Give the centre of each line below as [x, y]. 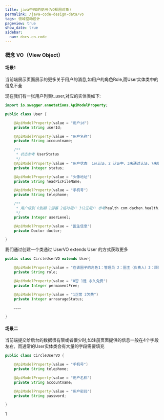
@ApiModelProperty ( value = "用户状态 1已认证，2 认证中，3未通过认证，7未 [86, 163]
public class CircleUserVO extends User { [48, 259]
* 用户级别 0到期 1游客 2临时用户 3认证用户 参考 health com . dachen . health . [88, 208]
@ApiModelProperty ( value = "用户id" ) [51, 123]
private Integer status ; [39, 168]
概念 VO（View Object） [34, 55]
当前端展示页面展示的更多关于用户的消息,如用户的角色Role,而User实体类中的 [82, 79]
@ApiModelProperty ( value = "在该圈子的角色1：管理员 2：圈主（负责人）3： [84, 268]
